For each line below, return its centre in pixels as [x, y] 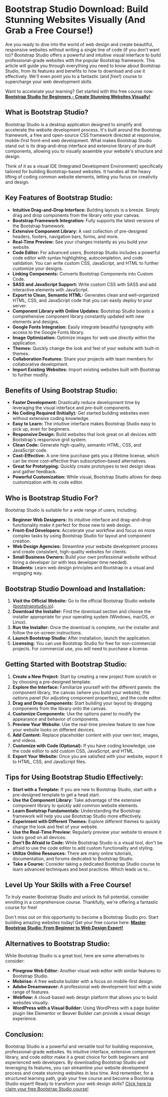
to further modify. [30, 375]
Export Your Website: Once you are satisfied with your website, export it [87, 756]
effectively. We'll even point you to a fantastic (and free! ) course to [74, 76]
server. [20, 305]
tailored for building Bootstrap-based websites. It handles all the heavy [78, 171]
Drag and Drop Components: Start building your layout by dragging [82, 703]
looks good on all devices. [39, 837]
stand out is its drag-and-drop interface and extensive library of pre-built [80, 146]
